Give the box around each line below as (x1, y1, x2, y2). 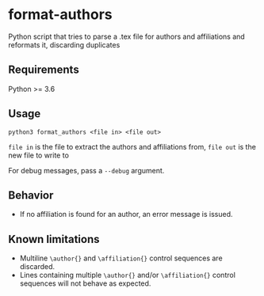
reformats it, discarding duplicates (8, 40, 121, 49)
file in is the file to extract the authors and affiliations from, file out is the (8, 142, 256, 151)
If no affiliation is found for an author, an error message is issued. (19, 210, 233, 219)
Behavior (8, 188, 54, 202)
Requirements (8, 63, 79, 77)
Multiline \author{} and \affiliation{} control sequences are (19, 253, 224, 263)
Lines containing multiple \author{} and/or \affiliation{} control (19, 271, 236, 280)
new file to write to (8, 150, 70, 160)
